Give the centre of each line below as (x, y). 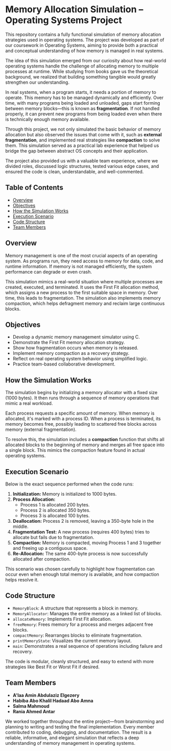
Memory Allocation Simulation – (74, 9)
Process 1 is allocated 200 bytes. (55, 505)
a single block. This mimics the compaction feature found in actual (75, 450)
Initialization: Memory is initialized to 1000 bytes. (65, 494)
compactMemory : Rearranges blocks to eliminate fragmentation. (77, 635)
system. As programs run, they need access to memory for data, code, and (84, 261)
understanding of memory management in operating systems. (70, 743)
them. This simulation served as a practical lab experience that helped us (82, 145)
